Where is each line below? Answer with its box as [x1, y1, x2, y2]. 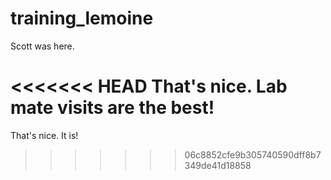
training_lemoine [10, 7, 154, 30]
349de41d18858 [184, 159, 252, 171]
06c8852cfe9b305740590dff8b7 [184, 148, 322, 161]
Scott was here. [10, 40, 75, 52]
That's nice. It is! [10, 129, 79, 141]
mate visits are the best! [10, 97, 215, 119]
